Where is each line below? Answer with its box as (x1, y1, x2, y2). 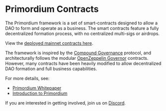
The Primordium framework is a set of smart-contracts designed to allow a (5, 20, 158, 26)
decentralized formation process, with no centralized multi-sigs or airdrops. (5, 30, 160, 36)
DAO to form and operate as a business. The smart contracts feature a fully (5, 25, 159, 31)
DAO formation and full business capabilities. (5, 66, 97, 72)
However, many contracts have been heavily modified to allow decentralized (5, 60, 162, 66)
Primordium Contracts (5, 3, 99, 15)
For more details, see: (5, 75, 50, 81)
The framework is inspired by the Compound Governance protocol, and (5, 50, 152, 56)
